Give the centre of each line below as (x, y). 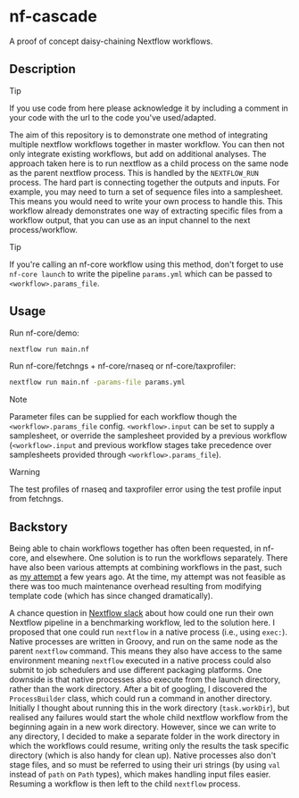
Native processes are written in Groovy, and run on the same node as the (144, 642)
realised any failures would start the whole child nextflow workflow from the (149, 718)
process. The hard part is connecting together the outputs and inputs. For (145, 182)
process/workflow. (43, 229)
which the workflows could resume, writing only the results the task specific (149, 746)
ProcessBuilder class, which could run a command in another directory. (141, 699)
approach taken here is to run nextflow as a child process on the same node (149, 163)
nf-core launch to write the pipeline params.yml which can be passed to (141, 273)
